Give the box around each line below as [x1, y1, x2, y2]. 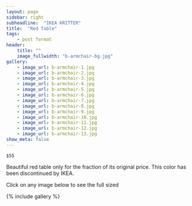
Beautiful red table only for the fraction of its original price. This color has [6, 163, 187, 170]
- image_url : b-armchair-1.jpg [17, 64, 95, 70]
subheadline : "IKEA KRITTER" [6, 20, 82, 26]
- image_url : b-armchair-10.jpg [17, 114, 97, 120]
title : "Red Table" [6, 25, 58, 32]
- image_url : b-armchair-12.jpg [17, 125, 97, 131]
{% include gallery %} [6, 192, 61, 200]
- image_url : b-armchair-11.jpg [17, 120, 97, 126]
